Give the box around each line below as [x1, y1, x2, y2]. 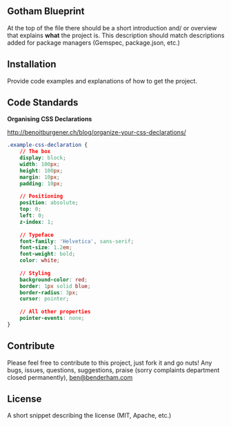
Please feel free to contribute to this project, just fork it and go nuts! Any [7, 358, 212, 367]
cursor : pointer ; [19, 296, 70, 303]
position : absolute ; [19, 199, 79, 206]
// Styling [19, 270, 51, 276]
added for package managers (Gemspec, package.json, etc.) [7, 38, 181, 47]
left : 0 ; [19, 212, 45, 219]
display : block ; [19, 154, 67, 161]
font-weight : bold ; [19, 251, 76, 258]
